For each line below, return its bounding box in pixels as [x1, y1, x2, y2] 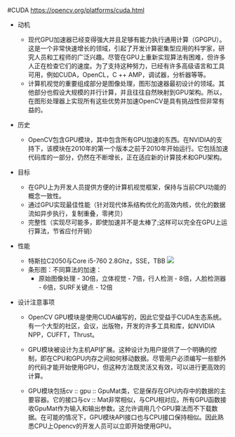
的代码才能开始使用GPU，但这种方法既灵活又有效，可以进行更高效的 [27, 363, 226, 371]
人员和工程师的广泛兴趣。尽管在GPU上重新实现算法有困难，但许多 [34, 53, 226, 61]
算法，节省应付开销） [34, 227, 96, 235]
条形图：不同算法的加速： [27, 266, 102, 273]
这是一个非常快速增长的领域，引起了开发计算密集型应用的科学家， [27, 44, 219, 52]
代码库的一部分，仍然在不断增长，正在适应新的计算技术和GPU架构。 [27, 153, 226, 161]
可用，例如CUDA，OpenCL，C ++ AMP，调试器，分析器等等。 [27, 70, 210, 79]
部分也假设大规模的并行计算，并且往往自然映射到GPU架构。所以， [34, 88, 226, 96]
